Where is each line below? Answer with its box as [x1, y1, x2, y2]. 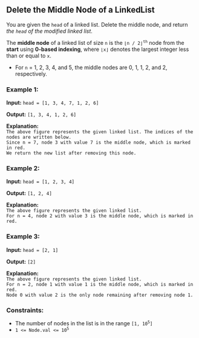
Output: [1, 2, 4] [6, 190, 53, 197]
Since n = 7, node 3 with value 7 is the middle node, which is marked [6, 139, 191, 146]
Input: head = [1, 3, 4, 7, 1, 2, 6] [6, 99, 99, 107]
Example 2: [6, 164, 40, 173]
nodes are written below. [6, 134, 71, 141]
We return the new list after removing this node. [6, 150, 137, 156]
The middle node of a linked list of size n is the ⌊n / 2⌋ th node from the [6, 39, 184, 46]
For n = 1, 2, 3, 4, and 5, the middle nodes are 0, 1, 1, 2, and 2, [15, 64, 168, 71]
